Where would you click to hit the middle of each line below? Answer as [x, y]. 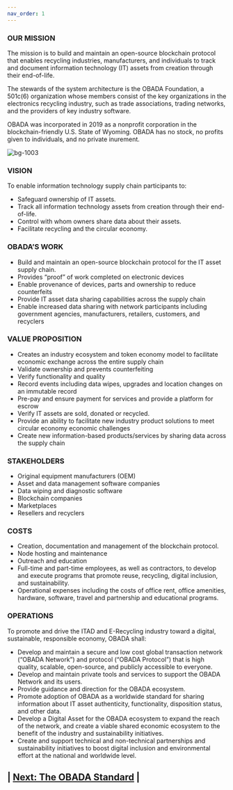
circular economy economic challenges [74, 428]
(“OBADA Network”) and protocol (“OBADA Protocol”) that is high [111, 659]
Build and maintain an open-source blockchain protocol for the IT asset [119, 262]
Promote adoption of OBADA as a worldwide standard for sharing [111, 696]
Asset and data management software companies [88, 483]
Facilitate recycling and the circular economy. [82, 229]
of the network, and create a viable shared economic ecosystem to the [119, 726]
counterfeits [34, 291]
